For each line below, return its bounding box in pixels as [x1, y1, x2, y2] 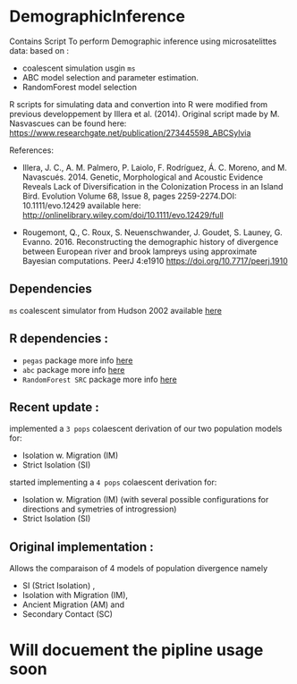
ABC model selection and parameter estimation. [21, 72, 199, 82]
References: [9, 145, 54, 156]
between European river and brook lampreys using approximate [21, 246, 258, 257]
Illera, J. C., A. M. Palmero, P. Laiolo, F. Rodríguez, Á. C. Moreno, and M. [21, 162, 288, 173]
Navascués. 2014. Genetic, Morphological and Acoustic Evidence [21, 172, 264, 182]
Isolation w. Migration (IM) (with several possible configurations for [21, 494, 269, 505]
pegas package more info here [21, 355, 133, 366]
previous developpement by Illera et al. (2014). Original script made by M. [9, 108, 280, 119]
